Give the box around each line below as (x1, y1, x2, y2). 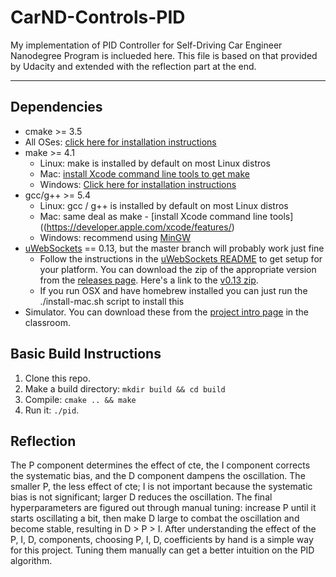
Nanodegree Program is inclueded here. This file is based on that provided (10, 49, 318, 61)
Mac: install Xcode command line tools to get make (39, 167, 250, 180)
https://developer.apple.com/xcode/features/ (46, 221, 232, 233)
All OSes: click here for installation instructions (24, 136, 217, 148)
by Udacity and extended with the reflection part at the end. (10, 60, 257, 72)
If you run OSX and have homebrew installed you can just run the (39, 284, 308, 296)
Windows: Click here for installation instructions (39, 178, 237, 190)
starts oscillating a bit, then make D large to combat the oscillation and (10, 512, 300, 525)
